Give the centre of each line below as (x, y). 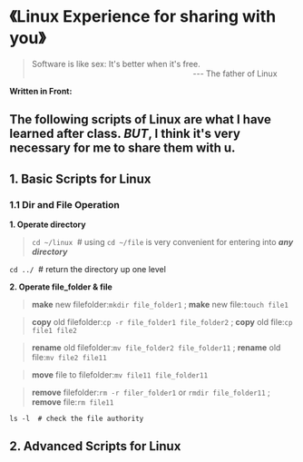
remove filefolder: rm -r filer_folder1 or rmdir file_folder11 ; (151, 393)
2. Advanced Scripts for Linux (95, 446)
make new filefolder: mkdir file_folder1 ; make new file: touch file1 (160, 305)
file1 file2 (54, 331)
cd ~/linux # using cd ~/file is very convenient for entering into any (162, 242)
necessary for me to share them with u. (122, 148)
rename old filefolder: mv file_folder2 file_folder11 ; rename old (156, 348)
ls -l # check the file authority (77, 419)
